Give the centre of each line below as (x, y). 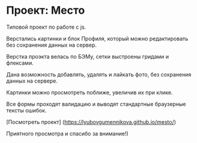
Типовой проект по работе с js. (46, 27)
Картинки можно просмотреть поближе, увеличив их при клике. (89, 92)
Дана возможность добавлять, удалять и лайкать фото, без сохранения (99, 74)
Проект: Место (46, 10)
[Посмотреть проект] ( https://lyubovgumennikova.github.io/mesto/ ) (91, 122)
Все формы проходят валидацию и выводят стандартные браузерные (96, 104)
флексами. (20, 63)
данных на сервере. (32, 81)
